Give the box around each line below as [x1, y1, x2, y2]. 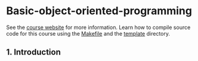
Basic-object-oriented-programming [6, 4, 193, 18]
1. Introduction [6, 47, 61, 57]
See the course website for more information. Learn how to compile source [6, 24, 191, 31]
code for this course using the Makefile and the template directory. [6, 30, 171, 37]
